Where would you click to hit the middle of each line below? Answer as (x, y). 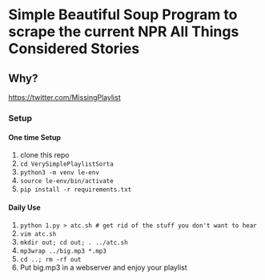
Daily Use (25, 207)
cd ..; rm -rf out (50, 260)
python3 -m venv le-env (60, 173)
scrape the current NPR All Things (124, 32)
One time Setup (35, 137)
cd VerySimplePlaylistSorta (66, 164)
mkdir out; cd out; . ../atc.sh (74, 243)
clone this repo (44, 155)
